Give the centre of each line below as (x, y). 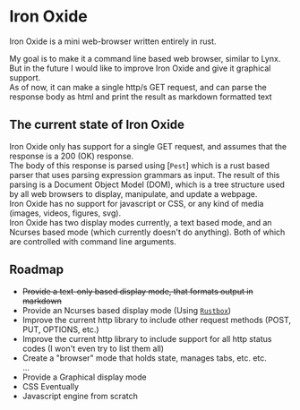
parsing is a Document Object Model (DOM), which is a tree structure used (147, 184)
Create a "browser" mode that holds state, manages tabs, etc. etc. (144, 358)
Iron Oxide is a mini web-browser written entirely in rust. (113, 41)
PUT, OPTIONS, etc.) (61, 329)
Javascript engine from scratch (80, 396)
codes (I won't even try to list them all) (93, 348)
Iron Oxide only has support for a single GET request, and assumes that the (148, 146)
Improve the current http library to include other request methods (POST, (157, 320)
